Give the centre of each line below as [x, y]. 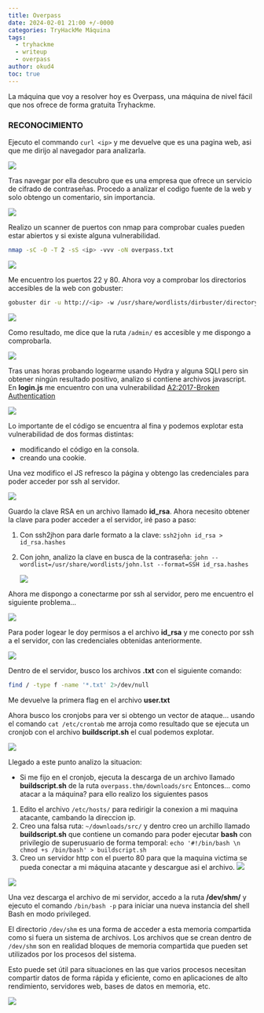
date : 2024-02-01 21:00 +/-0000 [61, 23]
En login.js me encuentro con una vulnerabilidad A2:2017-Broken [114, 387]
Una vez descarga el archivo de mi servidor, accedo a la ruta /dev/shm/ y [128, 897]
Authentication [32, 396]
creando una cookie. [53, 458]
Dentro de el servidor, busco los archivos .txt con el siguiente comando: [125, 670]
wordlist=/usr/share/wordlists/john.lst [86, 564]
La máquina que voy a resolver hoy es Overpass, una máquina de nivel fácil [130, 96]
